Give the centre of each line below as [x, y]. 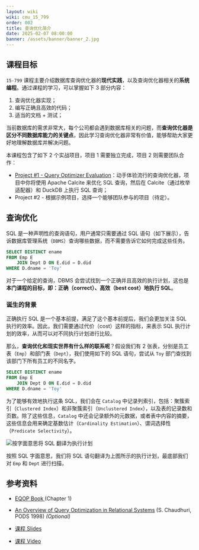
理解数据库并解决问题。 [45, 142]
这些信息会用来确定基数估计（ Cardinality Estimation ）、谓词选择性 [89, 423]
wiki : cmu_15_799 [28, 17]
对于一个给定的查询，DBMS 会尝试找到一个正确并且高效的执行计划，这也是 [97, 281]
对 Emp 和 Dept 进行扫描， [36, 463]
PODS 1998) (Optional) [43, 516]
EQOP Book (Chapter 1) [43, 498]
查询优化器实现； [36, 100]
